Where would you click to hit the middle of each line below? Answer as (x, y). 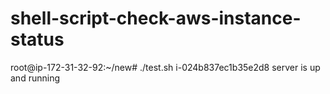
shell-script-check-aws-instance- (156, 18)
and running (35, 78)
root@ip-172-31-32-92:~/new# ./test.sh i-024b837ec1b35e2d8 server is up (165, 67)
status (37, 39)
